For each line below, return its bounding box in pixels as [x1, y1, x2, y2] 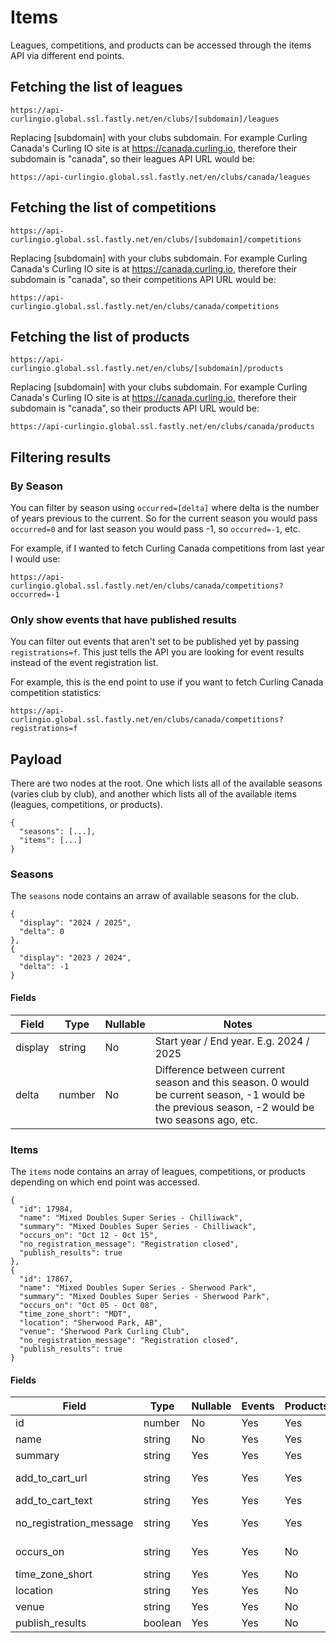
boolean [143, 1616, 182, 1630]
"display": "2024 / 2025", [19, 918, 132, 928]
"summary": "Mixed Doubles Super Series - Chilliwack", [19, 1221, 257, 1231]
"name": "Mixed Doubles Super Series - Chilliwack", [19, 1212, 244, 1223]
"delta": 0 [19, 927, 65, 937]
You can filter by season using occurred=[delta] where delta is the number [10, 502, 320, 514]
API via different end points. [10, 49, 125, 61]
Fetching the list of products [10, 328, 190, 345]
